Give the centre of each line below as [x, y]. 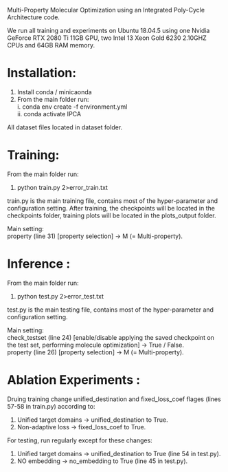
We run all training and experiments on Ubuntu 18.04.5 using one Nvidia [109, 31]
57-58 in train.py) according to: [51, 406]
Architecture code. [34, 17]
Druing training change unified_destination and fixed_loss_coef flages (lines [114, 399]
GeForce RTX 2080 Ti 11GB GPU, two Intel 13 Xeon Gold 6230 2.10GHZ [107, 38]
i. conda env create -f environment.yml [72, 107]
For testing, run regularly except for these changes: [80, 440]
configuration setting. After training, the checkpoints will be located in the [111, 208]
